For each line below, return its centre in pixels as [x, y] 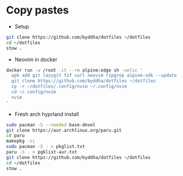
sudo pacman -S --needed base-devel [51, 125]
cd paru [16, 136]
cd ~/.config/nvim [34, 92]
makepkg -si [21, 141]
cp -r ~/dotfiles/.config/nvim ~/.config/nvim [69, 87]
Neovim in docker [36, 59]
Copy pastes [38, 10]
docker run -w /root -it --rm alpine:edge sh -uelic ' [74, 70]
